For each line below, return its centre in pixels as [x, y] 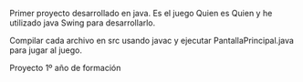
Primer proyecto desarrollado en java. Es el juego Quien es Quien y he [141, 13]
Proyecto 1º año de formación [65, 68]
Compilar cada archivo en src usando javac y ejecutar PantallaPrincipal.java [152, 41]
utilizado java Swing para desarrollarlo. [83, 23]
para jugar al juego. [46, 50]
